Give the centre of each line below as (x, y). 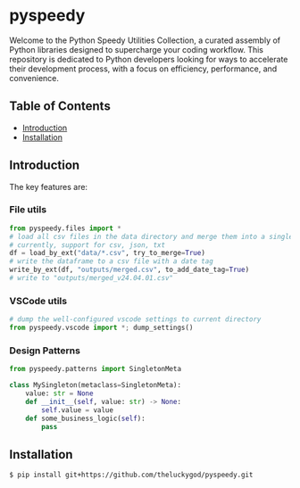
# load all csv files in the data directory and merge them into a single (151, 236)
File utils (28, 210)
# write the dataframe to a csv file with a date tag (112, 261)
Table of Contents (60, 107)
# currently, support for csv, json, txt (87, 245)
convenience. (34, 78)
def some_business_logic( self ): (85, 418)
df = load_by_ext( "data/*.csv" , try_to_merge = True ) (107, 253)
